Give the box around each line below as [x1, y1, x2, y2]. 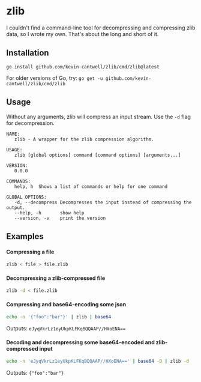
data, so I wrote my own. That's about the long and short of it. [6, 30, 159, 37]
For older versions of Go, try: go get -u [6, 74, 103, 82]
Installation [6, 48, 49, 58]
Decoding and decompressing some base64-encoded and [6, 338, 155, 346]
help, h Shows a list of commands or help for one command [14, 183, 168, 190]
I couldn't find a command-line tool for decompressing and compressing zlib [6, 24, 196, 31]
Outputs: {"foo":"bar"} [6, 369, 64, 377]
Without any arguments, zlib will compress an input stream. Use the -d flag [6, 113, 191, 120]
